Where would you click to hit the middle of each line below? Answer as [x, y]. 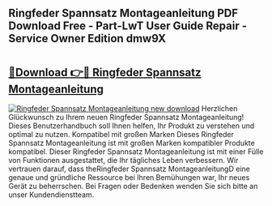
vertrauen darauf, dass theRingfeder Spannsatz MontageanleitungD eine [130, 169]
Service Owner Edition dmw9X [87, 39]
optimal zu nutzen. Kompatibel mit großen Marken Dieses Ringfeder [121, 134]
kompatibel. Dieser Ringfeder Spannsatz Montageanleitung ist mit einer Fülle [136, 152]
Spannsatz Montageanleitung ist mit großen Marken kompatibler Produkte [132, 143]
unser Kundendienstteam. [51, 195]
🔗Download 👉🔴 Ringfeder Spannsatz [105, 72]
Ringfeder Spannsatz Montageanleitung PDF [123, 13]
